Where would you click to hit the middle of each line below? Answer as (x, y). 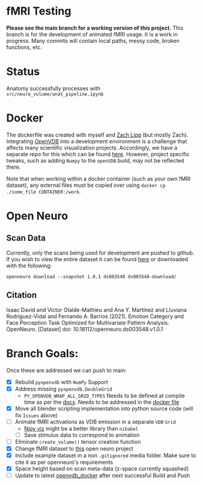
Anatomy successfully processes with (53, 88)
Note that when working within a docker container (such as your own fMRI (99, 178)
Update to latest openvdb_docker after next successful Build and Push (102, 475)
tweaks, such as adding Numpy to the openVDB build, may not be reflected (95, 160)
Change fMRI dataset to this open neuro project (74, 448)
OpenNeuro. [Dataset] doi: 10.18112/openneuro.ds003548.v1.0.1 (85, 329)
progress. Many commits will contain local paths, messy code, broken (93, 41)
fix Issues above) (36, 415)
